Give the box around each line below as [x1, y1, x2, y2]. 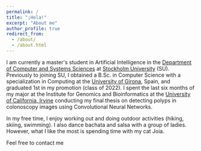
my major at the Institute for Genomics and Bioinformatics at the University [6, 90, 191, 98]
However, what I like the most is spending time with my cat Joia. [6, 127, 165, 135]
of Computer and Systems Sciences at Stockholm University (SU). [6, 65, 170, 72]
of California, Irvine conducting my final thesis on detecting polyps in [6, 96, 177, 104]
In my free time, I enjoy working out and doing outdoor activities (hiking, [6, 114, 184, 122]
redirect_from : [6, 31, 44, 37]
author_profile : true [6, 25, 61, 32]
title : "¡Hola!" [6, 14, 47, 20]
